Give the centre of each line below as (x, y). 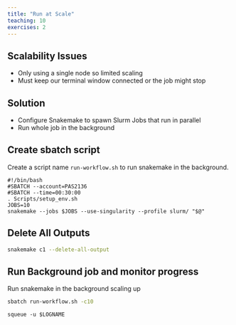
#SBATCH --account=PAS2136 (47, 186)
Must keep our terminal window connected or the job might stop (112, 81)
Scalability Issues (47, 56)
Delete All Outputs (49, 233)
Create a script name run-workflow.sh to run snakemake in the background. (118, 167)
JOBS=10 (19, 205)
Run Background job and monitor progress (103, 271)
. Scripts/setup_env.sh (43, 199)
